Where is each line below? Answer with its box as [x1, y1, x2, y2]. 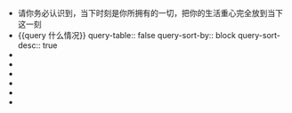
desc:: [17, 40, 41, 51]
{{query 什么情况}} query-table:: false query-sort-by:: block [17, 30, 236, 40]
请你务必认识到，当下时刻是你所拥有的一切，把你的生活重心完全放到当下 [17, 8, 283, 18]
